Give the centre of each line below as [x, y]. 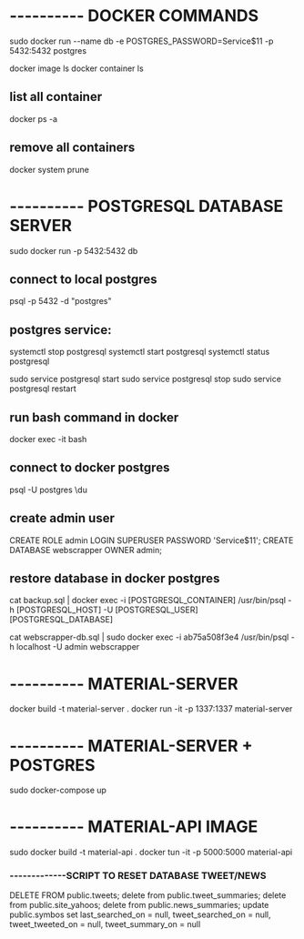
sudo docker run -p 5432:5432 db [74, 250]
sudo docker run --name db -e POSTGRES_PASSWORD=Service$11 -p [142, 41]
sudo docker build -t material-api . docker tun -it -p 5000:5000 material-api [151, 853]
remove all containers [72, 148]
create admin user [62, 518]
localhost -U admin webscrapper [78, 647]
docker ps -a [33, 118]
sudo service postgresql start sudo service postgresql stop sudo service [146, 379]
